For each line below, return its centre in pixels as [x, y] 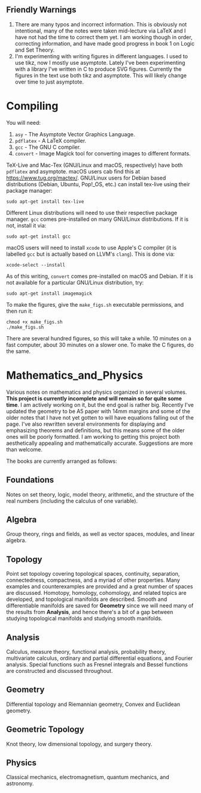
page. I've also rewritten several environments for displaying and [86, 424]
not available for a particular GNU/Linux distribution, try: [75, 282]
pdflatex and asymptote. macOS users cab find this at [73, 171]
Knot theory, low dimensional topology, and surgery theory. [79, 744]
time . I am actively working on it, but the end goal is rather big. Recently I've [100, 405]
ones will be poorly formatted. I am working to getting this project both [93, 436]
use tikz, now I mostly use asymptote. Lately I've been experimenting [100, 62]
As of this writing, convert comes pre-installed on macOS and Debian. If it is [100, 276]
